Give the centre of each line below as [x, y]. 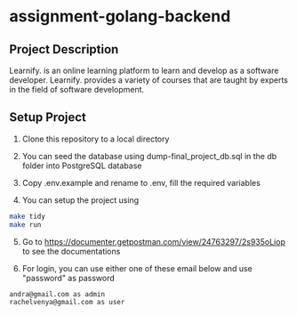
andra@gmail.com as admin [57, 294]
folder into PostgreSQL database [82, 166]
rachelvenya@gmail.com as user [67, 303]
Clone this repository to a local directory [96, 139]
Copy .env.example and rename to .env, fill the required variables [141, 182]
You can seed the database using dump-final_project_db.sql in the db [149, 156]
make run [25, 224]
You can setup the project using [80, 200]
